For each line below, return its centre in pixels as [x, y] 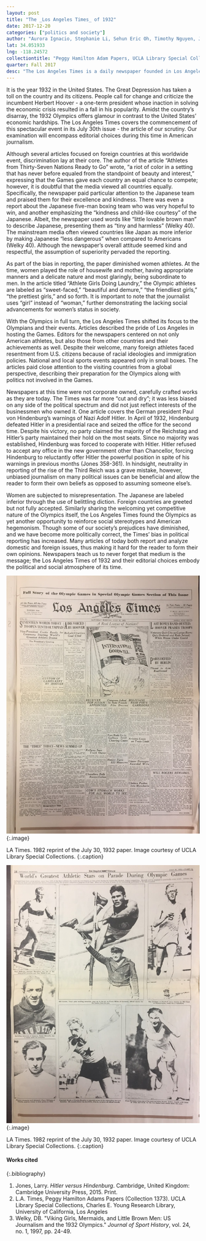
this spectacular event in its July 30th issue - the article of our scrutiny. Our [102, 128]
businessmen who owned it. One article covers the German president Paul [100, 411]
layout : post [23, 13]
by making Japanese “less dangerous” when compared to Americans [94, 238]
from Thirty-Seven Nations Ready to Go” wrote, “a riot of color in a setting [100, 166]
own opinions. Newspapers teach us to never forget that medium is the [96, 554]
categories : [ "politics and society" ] [56, 33]
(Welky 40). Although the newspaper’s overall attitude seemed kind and [97, 245]
